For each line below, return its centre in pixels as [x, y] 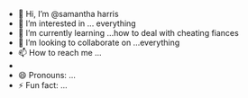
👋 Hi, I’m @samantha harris [68, 14]
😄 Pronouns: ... [47, 75]
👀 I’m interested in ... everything [77, 23]
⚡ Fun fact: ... [42, 85]
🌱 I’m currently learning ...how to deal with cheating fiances [128, 33]
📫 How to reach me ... [60, 53]
